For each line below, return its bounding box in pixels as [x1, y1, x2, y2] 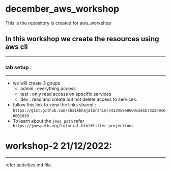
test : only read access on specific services [20, 91, 111, 97]
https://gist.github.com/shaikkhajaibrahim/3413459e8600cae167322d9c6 [12, 108, 166, 113]
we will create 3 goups [12, 80, 61, 87]
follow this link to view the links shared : [12, 102, 97, 108]
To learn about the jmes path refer [12, 118, 84, 124]
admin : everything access [20, 85, 76, 92]
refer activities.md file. [5, 161, 52, 168]
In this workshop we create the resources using [5, 35, 159, 43]
